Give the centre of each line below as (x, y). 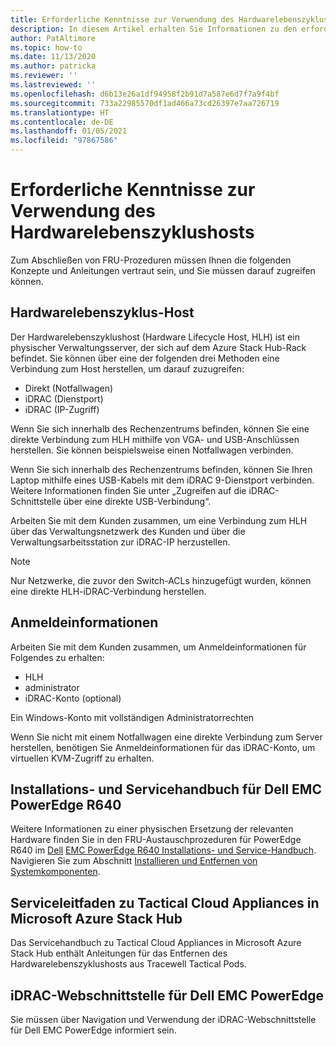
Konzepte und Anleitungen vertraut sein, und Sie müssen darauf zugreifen (163, 270)
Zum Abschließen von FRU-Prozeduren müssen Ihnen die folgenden (151, 260)
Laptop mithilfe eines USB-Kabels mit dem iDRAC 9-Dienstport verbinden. (162, 480)
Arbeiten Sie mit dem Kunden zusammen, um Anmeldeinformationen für (158, 647)
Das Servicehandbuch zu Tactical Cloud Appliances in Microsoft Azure (156, 943)
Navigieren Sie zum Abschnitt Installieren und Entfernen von (134, 861)
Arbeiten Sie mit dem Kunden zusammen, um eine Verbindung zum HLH (159, 520)
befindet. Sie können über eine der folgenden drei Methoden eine (145, 358)
